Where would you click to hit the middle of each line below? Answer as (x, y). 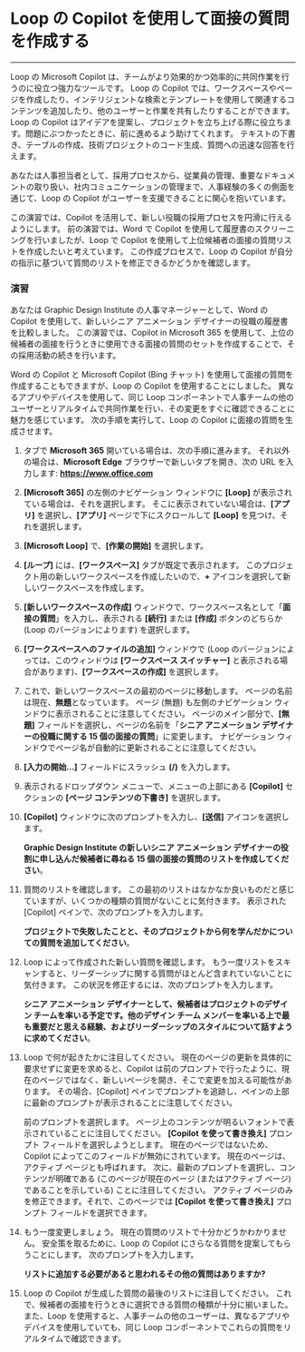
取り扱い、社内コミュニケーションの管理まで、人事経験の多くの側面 (161, 186)
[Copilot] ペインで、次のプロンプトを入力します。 (115, 912)
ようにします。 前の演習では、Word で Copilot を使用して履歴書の (133, 229)
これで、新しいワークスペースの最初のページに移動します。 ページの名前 (158, 691)
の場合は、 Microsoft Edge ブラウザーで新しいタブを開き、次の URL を (154, 462)
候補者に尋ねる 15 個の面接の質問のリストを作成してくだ (184, 859)
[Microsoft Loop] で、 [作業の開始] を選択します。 (116, 546)
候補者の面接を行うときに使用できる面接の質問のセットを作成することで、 (149, 344)
